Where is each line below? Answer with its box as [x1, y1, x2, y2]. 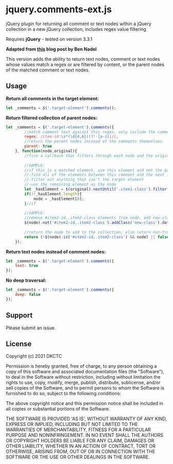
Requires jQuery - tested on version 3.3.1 [6, 36, 93, 42]
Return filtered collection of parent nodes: [6, 115, 98, 121]
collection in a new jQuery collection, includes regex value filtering [6, 26, 147, 32]
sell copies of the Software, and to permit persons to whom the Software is [6, 385, 165, 391]
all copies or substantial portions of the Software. [6, 406, 110, 412]
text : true [15, 263, 39, 268]
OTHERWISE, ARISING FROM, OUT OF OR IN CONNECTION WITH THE [6, 449, 156, 455]
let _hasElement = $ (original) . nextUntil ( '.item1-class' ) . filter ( [24, 187, 169, 192]
